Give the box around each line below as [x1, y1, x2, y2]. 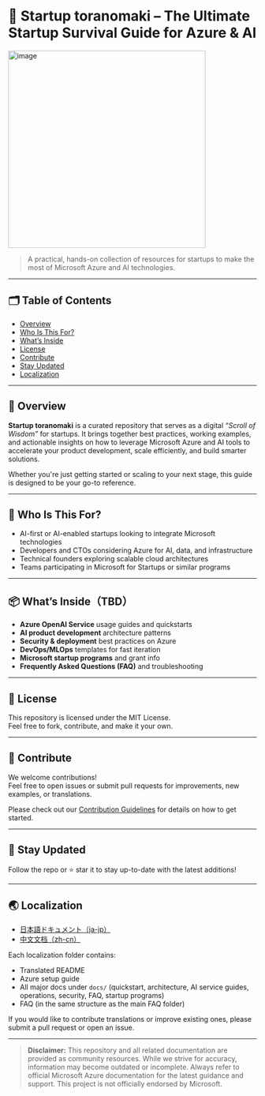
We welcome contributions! [8, 772, 97, 782]
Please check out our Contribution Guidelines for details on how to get [8, 805, 237, 814]
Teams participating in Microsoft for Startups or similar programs [19, 562, 231, 572]
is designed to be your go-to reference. [8, 478, 136, 487]
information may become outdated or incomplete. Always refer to [27, 1062, 240, 1072]
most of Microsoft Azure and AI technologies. [27, 262, 176, 272]
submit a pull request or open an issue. [8, 1023, 135, 1033]
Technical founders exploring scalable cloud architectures [19, 554, 209, 564]
